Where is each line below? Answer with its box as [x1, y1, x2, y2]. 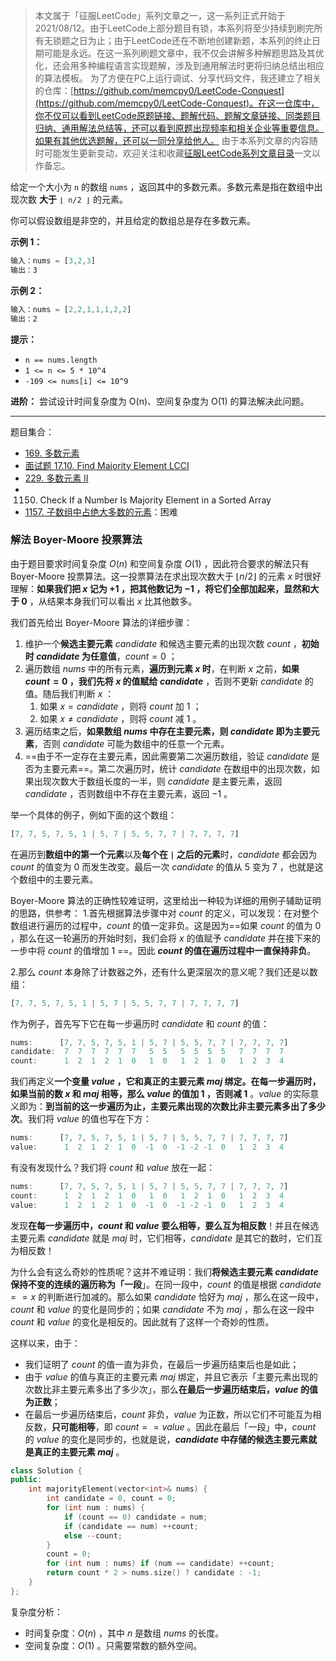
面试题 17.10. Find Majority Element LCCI [24, 459, 190, 471]
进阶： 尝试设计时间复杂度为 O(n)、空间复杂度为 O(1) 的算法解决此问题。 [10, 395, 310, 407]
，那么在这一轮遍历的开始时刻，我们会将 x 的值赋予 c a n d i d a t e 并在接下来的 [10, 932, 322, 944]
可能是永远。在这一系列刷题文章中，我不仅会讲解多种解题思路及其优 [43, 47, 325, 59]
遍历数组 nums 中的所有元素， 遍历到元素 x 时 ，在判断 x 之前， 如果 [24, 662, 300, 674]
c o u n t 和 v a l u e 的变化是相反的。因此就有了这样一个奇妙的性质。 [10, 1315, 275, 1328]
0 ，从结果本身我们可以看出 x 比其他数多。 [21, 595, 198, 607]
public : [10, 1475, 43, 1485]
